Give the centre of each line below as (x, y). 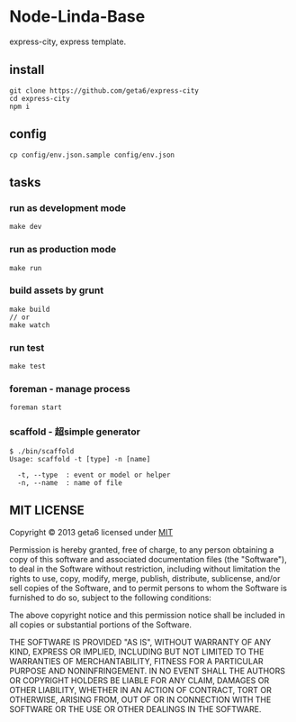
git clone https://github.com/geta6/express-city (104, 91)
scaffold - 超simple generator (75, 432)
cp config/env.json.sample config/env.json (92, 155)
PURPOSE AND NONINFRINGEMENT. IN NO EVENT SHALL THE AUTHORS (148, 671)
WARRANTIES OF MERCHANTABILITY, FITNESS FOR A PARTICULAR (136, 661)
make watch (30, 325)
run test (27, 347)
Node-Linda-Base (77, 17)
